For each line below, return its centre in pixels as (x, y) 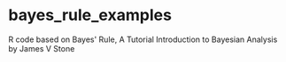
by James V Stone (42, 48)
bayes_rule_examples (90, 15)
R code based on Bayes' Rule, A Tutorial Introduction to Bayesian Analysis (143, 39)
